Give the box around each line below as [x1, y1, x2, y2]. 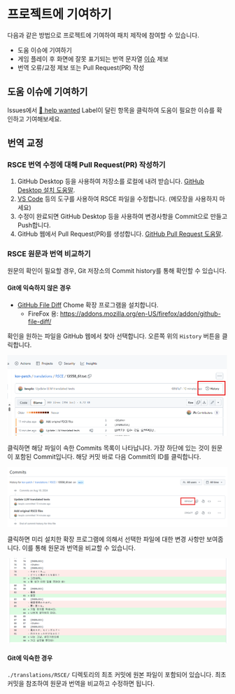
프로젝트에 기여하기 [7, 6, 112, 22]
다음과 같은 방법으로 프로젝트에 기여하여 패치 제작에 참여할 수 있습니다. [7, 31, 199, 39]
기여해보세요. [25, 114, 62, 123]
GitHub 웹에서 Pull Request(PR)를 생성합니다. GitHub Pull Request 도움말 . [17, 229, 224, 239]
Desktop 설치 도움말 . [17, 186, 76, 194]
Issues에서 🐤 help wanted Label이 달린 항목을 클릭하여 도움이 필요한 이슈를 [7, 106, 215, 114]
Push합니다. [17, 221, 51, 229]
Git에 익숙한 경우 [7, 653, 53, 662]
